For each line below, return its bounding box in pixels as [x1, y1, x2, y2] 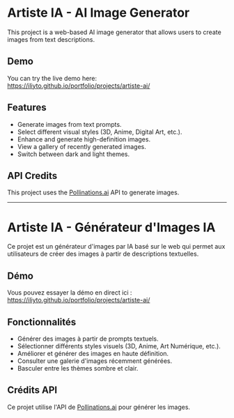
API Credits [7, 169, 58, 182]
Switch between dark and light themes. [17, 150, 130, 158]
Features [7, 102, 47, 114]
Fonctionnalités [7, 316, 77, 328]
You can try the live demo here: [7, 74, 97, 82]
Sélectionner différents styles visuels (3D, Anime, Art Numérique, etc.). [17, 341, 221, 350]
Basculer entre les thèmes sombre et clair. [17, 364, 139, 372]
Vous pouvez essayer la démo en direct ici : [7, 288, 132, 297]
